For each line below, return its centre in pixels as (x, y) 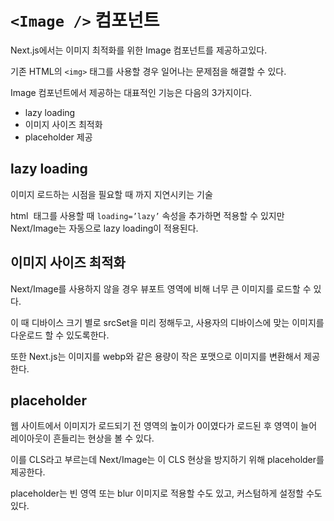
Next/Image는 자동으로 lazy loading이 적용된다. (104, 228)
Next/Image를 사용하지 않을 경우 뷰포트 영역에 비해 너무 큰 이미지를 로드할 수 (161, 288)
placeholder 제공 (58, 137)
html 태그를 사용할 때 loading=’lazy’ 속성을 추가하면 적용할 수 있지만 (147, 215)
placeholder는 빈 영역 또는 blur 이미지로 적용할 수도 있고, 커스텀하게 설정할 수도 (166, 493)
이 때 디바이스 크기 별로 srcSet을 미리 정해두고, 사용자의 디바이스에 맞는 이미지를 (167, 322)
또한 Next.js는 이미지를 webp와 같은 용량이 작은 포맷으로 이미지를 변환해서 (156, 356)
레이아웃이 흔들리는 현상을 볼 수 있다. (82, 438)
